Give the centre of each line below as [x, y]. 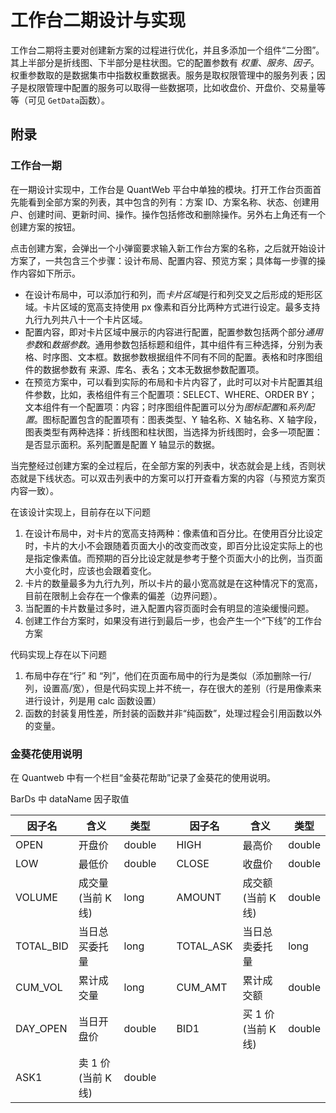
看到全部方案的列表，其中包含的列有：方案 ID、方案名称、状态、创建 [169, 202]
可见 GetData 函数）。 [69, 100]
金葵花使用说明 [46, 754]
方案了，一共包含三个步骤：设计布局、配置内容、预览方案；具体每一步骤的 [163, 260]
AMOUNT [199, 897]
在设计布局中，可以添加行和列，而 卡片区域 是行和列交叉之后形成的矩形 [169, 294]
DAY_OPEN [41, 1028]
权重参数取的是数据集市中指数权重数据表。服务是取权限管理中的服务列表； [163, 75]
